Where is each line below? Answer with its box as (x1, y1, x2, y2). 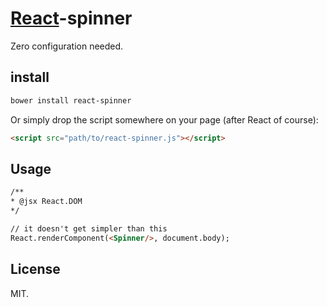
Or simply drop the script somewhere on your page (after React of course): (10, 113, 319, 126)
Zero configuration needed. (10, 40, 124, 52)
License (10, 261, 61, 278)
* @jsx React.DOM (10, 197, 83, 207)
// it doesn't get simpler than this (10, 223, 168, 234)
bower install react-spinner (10, 95, 132, 106)
